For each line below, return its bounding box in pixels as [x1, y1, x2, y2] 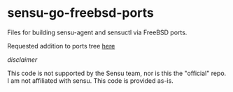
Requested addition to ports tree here [7, 41, 115, 50]
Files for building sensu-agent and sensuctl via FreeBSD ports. [7, 28, 188, 37]
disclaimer [7, 55, 38, 64]
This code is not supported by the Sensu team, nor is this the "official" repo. [7, 69, 227, 77]
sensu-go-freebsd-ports [7, 5, 154, 21]
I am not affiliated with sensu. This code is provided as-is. [7, 76, 174, 85]
